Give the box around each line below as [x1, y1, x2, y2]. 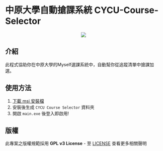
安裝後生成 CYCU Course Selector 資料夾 [12, 104, 94, 110]
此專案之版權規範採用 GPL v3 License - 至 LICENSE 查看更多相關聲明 [5, 141, 147, 147]
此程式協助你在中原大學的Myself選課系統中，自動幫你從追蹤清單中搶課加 [5, 61, 154, 67]
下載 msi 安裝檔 [12, 98, 44, 104]
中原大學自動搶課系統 [5, 4, 93, 16]
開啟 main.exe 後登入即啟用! [12, 110, 69, 116]
